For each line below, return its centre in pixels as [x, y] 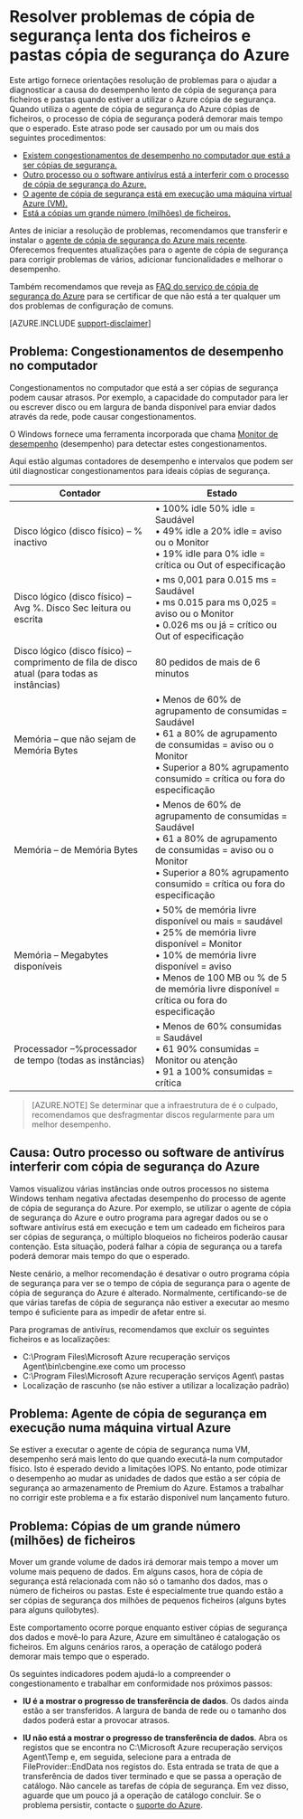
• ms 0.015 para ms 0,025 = [216, 602]
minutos [172, 673]
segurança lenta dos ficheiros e [130, 36]
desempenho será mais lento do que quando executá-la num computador [146, 1459]
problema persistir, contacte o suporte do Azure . [113, 1805]
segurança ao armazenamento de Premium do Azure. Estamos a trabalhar [147, 1488]
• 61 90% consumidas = [207, 1048]
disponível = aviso [193, 966]
